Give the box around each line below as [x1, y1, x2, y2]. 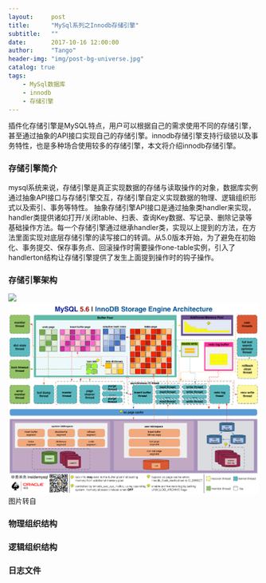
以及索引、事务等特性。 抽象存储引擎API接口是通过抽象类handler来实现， [14, 202, 256, 212]
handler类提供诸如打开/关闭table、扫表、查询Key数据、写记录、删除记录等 [8, 212, 253, 222]
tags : [8, 72, 26, 80]
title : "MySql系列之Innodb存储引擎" [8, 21, 139, 30]
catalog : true [8, 64, 56, 72]
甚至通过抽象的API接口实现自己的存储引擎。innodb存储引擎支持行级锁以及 [8, 131, 252, 141]
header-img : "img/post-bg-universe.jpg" [8, 55, 145, 63]
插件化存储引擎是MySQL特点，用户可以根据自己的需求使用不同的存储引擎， [8, 121, 256, 131]
